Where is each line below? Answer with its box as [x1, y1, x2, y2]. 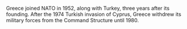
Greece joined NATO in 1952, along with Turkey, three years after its [6, 5, 170, 11]
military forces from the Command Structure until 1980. [6, 17, 139, 23]
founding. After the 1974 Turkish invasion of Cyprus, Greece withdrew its [6, 11, 182, 18]
